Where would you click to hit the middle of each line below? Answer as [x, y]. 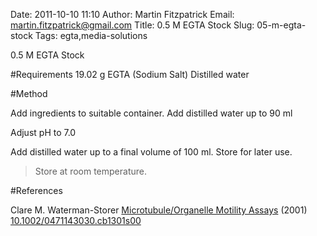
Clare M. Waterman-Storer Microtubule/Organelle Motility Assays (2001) [159, 210]
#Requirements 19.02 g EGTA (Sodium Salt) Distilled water [130, 74]
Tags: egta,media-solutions [91, 35]
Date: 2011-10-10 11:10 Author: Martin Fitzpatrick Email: [122, 14]
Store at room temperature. [90, 171]
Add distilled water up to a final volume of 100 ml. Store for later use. [151, 152]
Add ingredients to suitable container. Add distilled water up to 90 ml [151, 113]
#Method [29, 93]
